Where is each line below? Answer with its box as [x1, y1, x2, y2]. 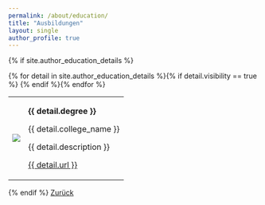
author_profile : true [8, 34, 80, 42]
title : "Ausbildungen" [8, 19, 84, 27]
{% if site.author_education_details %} [8, 56, 134, 65]
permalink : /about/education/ [8, 11, 109, 20]
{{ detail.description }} [28, 141, 110, 152]
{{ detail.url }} [28, 160, 78, 171]
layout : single [8, 26, 59, 34]
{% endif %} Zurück [8, 188, 74, 198]
